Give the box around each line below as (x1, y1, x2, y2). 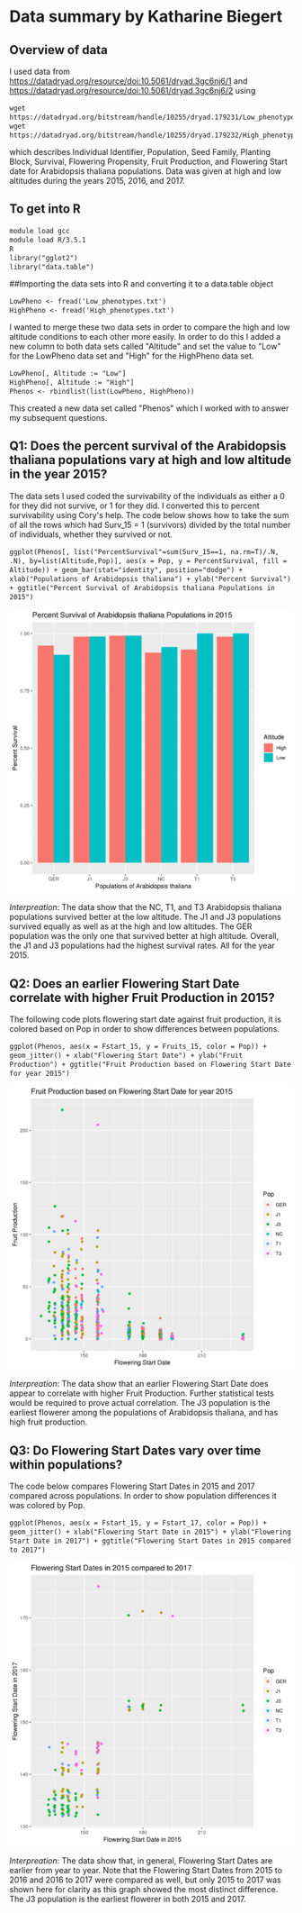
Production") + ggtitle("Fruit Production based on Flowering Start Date (9, 1060, 292, 1069)
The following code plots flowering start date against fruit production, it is (9, 1014, 281, 1025)
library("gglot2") (9, 253, 78, 262)
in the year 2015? (9, 467, 108, 482)
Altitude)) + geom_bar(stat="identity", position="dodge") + (9, 565, 244, 574)
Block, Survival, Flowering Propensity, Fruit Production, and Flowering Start (9, 156, 288, 167)
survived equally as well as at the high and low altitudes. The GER (9, 921, 253, 932)
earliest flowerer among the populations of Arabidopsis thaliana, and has (9, 1407, 279, 1418)
